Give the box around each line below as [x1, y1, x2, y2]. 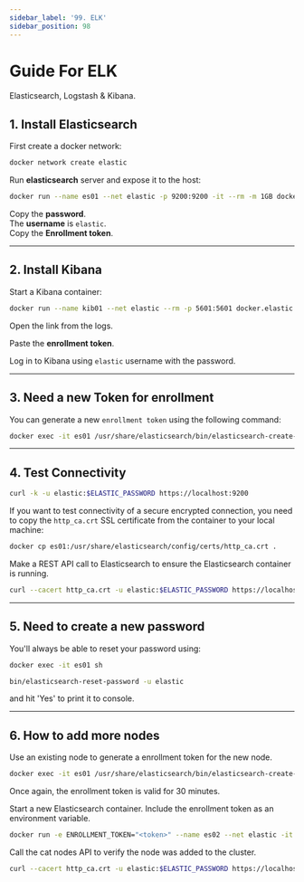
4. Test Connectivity [9, 465, 127, 480]
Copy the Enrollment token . [9, 228, 114, 238]
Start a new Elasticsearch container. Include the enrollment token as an [9, 803, 274, 814]
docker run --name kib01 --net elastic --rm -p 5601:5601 [9, 304, 233, 313]
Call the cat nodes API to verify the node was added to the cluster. [9, 847, 257, 858]
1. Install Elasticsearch [9, 117, 138, 132]
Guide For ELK [9, 61, 118, 81]
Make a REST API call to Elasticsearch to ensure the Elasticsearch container [9, 558, 291, 569]
